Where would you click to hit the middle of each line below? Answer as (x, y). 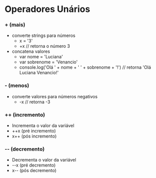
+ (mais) (15, 25)
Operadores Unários (47, 9)
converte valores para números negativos (55, 96)
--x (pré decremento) (34, 165)
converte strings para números (44, 35)
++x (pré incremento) (34, 131)
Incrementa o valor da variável (43, 126)
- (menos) (17, 86)
